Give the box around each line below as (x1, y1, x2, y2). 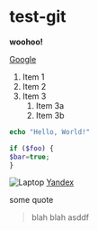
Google (9, 53, 37, 64)
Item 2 (22, 81, 47, 91)
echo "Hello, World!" (9, 127, 91, 137)
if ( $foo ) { (9, 143, 54, 153)
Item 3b (35, 110, 65, 120)
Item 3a (35, 100, 65, 111)
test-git (9, 6, 67, 27)
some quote (9, 195, 54, 206)
